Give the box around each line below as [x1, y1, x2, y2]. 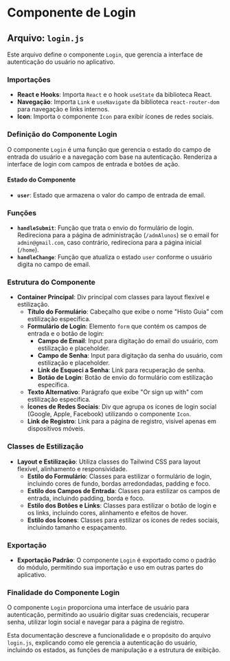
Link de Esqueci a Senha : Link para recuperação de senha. [37, 366, 205, 374]
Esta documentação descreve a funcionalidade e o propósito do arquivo [7, 631, 211, 640]
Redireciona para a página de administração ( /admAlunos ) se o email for [16, 231, 219, 239]
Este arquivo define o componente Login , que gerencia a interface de [7, 50, 203, 58]
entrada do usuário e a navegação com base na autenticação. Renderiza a [7, 153, 218, 161]
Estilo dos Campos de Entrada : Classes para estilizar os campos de [27, 486, 220, 495]
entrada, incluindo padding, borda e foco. [27, 494, 146, 502]
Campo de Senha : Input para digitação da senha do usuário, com [37, 351, 223, 360]
